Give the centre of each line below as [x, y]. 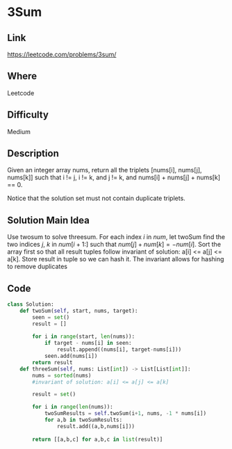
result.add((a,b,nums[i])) [96, 426]
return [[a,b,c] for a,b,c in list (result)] [98, 439]
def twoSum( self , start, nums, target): [79, 311]
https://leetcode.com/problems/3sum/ [62, 54]
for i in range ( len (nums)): [73, 407]
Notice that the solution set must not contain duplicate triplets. [96, 198]
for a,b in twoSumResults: [83, 420]
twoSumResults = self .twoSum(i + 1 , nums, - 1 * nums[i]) [125, 414]
